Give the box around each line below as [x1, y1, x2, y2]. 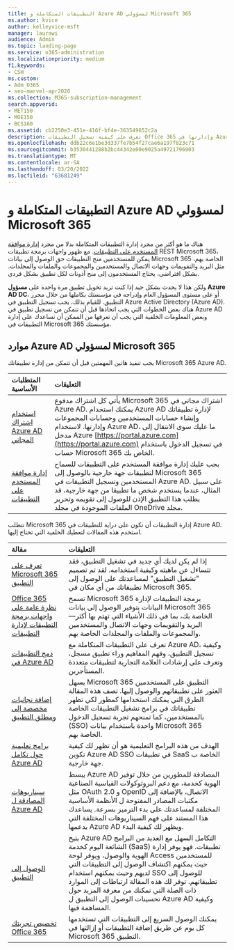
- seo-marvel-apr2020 [8, 88, 71, 95]
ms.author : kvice [8, 17, 58, 24]
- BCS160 [8, 120, 33, 127]
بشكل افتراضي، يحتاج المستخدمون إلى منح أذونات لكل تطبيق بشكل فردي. [8, 270, 200, 278]
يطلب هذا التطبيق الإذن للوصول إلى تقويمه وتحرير [54, 494, 201, 504]
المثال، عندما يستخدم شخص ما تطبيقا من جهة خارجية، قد [54, 485, 222, 495]
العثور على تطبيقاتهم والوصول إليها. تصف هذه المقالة [68, 686, 222, 696]
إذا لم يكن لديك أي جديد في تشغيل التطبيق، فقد [68, 556, 208, 566]
